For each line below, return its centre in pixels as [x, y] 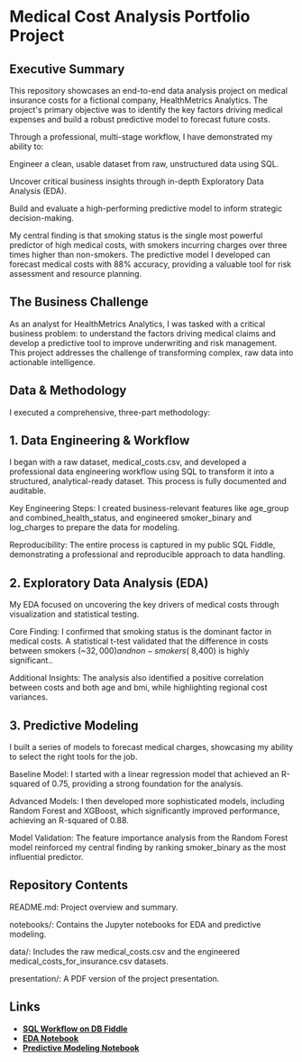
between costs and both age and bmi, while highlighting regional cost [138, 688]
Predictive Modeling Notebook [81, 1048]
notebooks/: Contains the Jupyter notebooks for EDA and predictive [135, 924]
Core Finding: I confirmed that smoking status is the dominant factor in [141, 632]
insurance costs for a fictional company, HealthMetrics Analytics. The [139, 100]
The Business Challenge [79, 302]
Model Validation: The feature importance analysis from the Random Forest [149, 838]
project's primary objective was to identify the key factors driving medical [146, 110]
